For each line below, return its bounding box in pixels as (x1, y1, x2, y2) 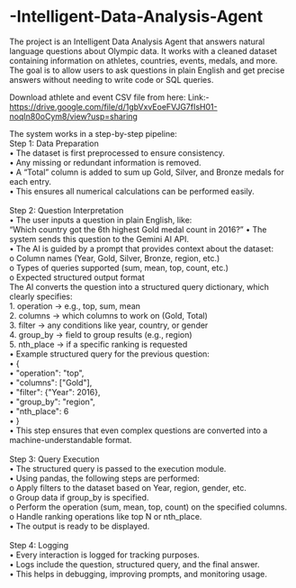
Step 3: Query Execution (9, 453, 100, 465)
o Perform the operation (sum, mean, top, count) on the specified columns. (9, 502, 288, 512)
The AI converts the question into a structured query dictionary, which (9, 281, 270, 292)
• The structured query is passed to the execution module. (9, 463, 227, 474)
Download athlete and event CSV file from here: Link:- (9, 92, 210, 103)
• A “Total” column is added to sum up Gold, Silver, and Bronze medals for (9, 167, 285, 177)
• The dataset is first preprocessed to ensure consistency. (9, 147, 225, 158)
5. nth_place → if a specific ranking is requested (9, 339, 188, 349)
